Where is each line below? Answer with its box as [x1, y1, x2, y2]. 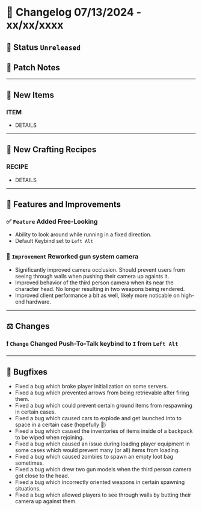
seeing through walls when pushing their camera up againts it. [14, 272, 170, 280]
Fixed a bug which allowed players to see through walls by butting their [14, 491, 191, 498]
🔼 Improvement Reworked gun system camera [6, 252, 139, 261]
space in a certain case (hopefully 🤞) [14, 421, 106, 429]
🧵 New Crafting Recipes [6, 144, 97, 155]
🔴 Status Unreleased [6, 42, 81, 52]
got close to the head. [14, 472, 70, 480]
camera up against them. [14, 498, 77, 505]
